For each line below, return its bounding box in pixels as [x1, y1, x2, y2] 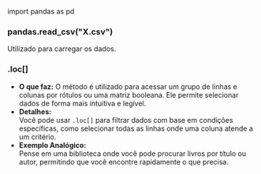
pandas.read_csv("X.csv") [7, 26, 114, 37]
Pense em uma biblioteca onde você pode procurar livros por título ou [18, 149, 247, 158]
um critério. [18, 131, 57, 141]
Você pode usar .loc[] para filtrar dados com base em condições [18, 115, 233, 124]
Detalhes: [18, 106, 52, 117]
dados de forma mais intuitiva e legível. [18, 98, 147, 108]
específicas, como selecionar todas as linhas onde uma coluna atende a [18, 124, 254, 133]
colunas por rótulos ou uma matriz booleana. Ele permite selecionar [18, 90, 239, 99]
